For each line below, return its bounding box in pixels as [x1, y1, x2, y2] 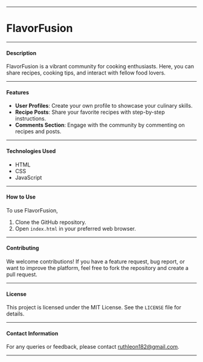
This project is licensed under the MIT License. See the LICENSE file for [6, 304, 181, 311]
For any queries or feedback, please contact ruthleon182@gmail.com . [6, 343, 179, 350]
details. [6, 310, 25, 318]
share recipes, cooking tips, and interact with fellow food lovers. [6, 69, 166, 76]
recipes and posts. [14, 128, 62, 135]
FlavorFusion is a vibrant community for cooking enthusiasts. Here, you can [6, 63, 195, 70]
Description [6, 49, 37, 56]
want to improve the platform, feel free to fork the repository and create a [6, 264, 189, 271]
